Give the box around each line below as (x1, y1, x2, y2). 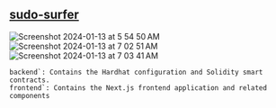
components (9, 91, 50, 100)
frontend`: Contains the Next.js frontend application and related (9, 83, 268, 93)
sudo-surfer (9, 7, 79, 22)
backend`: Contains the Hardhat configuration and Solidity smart (9, 67, 263, 76)
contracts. (9, 76, 50, 85)
